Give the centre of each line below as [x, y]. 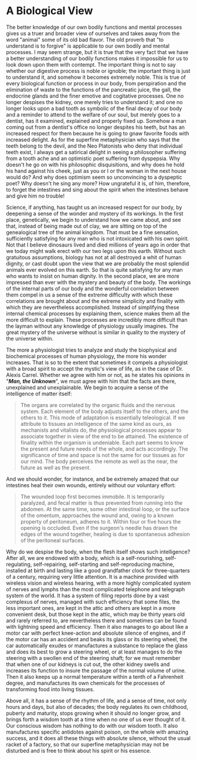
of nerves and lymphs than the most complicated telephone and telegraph [96, 589]
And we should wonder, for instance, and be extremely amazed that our [93, 479]
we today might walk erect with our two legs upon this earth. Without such [96, 251]
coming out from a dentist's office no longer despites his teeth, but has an [96, 127]
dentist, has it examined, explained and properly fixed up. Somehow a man [96, 121]
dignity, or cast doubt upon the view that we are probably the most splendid [98, 264]
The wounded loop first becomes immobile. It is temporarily [93, 496]
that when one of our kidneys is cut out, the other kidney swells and [88, 664]
